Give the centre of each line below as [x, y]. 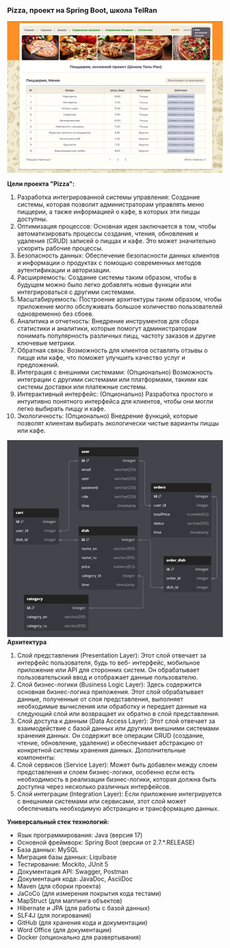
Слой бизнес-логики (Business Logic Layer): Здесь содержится [109, 684]
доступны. [32, 219]
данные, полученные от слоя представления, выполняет [100, 699]
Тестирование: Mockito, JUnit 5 [63, 864]
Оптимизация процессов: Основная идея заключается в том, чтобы [117, 227]
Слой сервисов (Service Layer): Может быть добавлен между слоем [117, 765]
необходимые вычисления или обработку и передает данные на [112, 706]
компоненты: [36, 757]
